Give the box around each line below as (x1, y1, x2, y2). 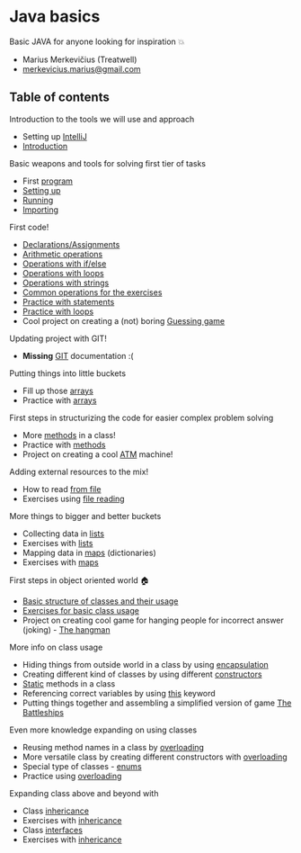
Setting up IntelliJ (22, 130, 87, 141)
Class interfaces (22, 824, 84, 835)
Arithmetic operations (22, 248, 103, 259)
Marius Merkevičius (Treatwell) (22, 54, 137, 65)
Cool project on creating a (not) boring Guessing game (22, 315, 226, 326)
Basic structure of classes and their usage (22, 596, 179, 606)
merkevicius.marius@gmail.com (22, 63, 141, 74)
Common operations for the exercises (22, 286, 163, 298)
